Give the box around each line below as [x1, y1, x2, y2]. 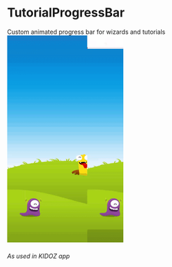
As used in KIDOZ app [7, 252, 70, 260]
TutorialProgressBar [7, 5, 125, 21]
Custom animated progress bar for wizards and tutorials [7, 28, 166, 36]
